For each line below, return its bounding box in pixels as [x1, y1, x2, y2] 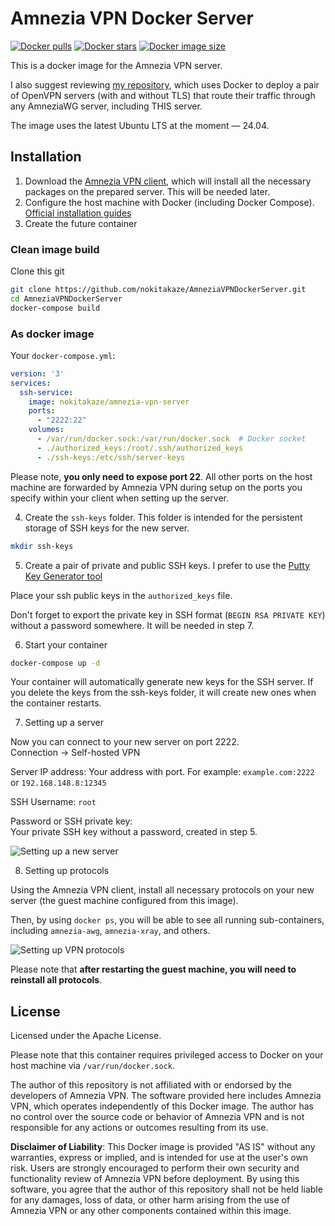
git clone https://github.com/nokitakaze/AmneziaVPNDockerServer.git [10, 285, 307, 295]
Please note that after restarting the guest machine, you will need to [10, 963, 297, 976]
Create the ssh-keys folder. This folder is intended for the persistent [24, 511, 303, 523]
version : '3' [10, 368, 65, 379]
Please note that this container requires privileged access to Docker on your [10, 1049, 324, 1061]
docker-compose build [10, 303, 101, 313]
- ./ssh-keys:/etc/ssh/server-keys [36, 452, 186, 462]
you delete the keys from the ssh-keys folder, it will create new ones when [10, 687, 317, 699]
